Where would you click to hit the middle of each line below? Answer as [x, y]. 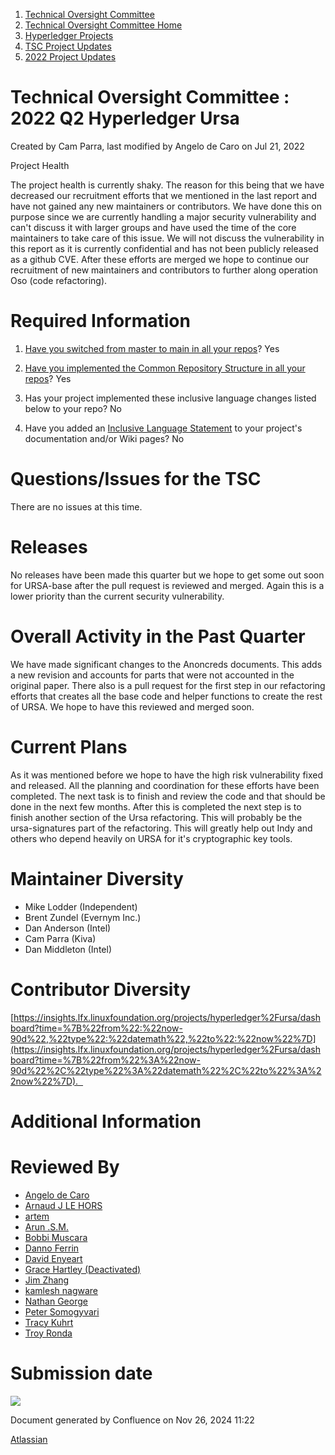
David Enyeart [53, 1258]
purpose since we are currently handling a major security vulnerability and [163, 216]
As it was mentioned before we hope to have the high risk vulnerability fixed [167, 775]
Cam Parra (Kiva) [60, 938]
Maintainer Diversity [97, 878]
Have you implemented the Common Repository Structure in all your [165, 368]
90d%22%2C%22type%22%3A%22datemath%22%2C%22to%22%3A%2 [166, 1070]
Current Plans [69, 746]
